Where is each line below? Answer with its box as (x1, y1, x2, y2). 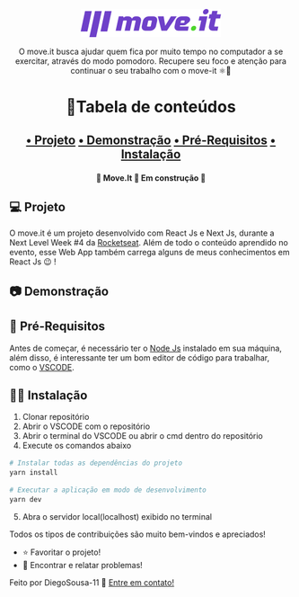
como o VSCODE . (9, 361, 75, 372)
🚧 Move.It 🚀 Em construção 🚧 (95, 172, 207, 183)
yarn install (9, 468, 58, 477)
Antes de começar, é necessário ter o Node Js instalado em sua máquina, (9, 343, 283, 353)
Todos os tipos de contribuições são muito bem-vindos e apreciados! (9, 529, 267, 539)
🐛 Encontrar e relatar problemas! (22, 559, 144, 570)
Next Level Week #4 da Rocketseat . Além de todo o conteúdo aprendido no (9, 237, 289, 248)
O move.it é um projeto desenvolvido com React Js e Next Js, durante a (9, 227, 275, 238)
